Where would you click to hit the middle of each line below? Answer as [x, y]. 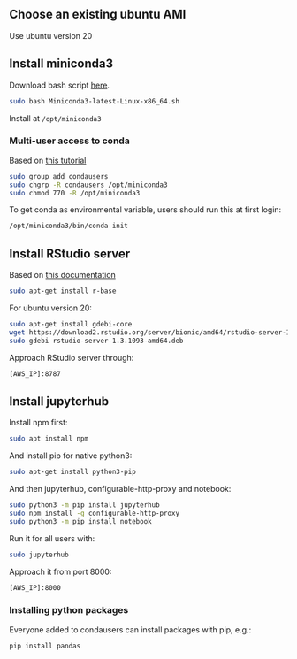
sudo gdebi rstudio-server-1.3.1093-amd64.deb [96, 341]
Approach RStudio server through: [72, 357]
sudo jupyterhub [39, 555]
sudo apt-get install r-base [63, 291]
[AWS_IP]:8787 [35, 374]
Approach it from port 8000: [61, 571]
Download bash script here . [60, 85]
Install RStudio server [70, 253]
